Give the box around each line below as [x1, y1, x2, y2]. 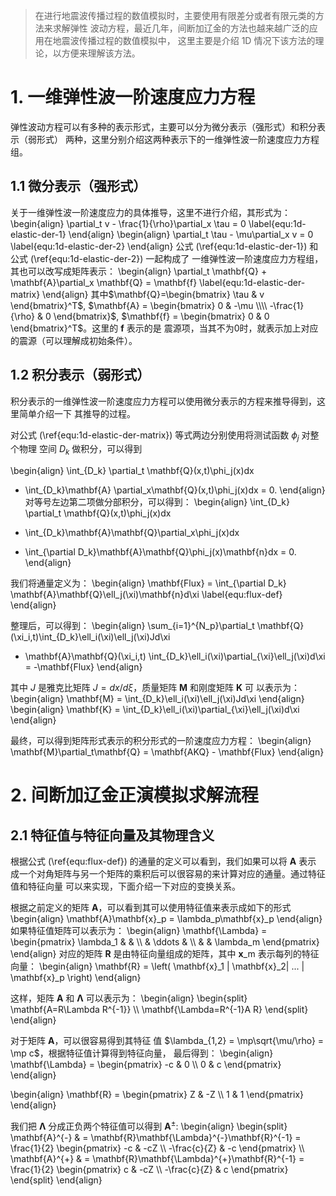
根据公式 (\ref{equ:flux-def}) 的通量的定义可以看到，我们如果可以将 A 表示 [10, 855, 317, 868]
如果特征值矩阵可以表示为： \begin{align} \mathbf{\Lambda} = [10, 925, 268, 937]
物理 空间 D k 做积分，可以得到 [18, 443, 143, 458]
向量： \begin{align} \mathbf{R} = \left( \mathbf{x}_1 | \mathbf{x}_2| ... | [10, 960, 305, 973]
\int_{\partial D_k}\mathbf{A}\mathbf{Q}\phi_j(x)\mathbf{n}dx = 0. [24, 546, 297, 558]
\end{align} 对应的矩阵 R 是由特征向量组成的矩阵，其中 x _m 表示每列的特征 [10, 948, 320, 960]
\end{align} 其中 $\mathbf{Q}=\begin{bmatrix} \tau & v [42, 288, 265, 300]
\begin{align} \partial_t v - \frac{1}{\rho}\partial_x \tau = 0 [10, 217, 247, 229]
